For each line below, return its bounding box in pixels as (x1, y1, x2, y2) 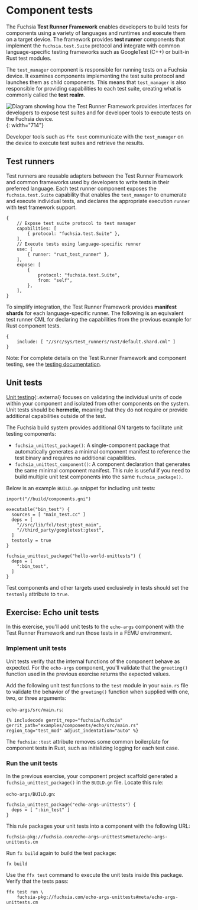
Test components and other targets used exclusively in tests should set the (6, 584, 189, 591)
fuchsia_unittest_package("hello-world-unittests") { (6, 553, 142, 559)
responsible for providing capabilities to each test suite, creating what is (6, 85, 181, 92)
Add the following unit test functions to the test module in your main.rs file (6, 681, 189, 689)
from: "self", (37, 277, 73, 283)
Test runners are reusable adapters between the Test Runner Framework (6, 172, 183, 179)
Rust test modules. (6, 54, 52, 62)
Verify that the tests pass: (6, 877, 69, 885)
